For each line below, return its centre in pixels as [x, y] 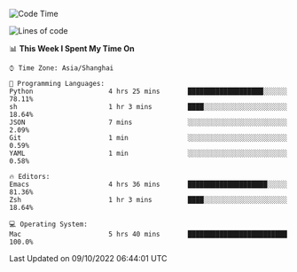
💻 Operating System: [49, 224]
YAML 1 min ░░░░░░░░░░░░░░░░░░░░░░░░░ [148, 153]
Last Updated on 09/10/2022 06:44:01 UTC [88, 258]
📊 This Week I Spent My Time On [72, 48]
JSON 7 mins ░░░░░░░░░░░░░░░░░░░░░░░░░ [148, 122]
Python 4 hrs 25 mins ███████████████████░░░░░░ [148, 91]
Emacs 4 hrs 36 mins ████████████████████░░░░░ [148, 184]
